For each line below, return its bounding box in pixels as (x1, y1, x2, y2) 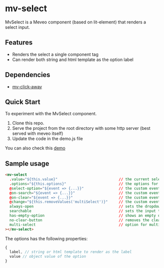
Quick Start (5, 98, 41, 106)
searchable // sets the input (9, 208, 156, 214)
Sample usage (5, 159, 50, 167)
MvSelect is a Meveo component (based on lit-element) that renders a (5, 19, 146, 25)
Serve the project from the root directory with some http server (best (12, 125, 151, 131)
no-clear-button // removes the (9, 218, 150, 223)
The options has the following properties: (5, 235, 88, 242)
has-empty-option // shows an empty (9, 213, 156, 218)
